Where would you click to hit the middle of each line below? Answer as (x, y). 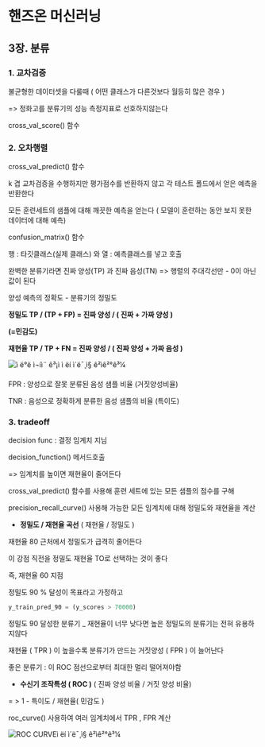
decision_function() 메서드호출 (57, 457)
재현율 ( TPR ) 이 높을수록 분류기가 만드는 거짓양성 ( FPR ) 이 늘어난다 (116, 650)
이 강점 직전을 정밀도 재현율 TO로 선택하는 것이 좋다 (88, 559)
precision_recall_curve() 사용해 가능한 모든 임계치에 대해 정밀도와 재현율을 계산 (132, 508)
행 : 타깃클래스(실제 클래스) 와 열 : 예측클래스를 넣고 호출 (95, 254)
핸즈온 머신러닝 (55, 16)
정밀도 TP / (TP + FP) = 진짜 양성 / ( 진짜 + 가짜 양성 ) (90, 315)
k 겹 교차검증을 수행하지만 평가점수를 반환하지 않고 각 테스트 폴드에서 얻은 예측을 (133, 184)
